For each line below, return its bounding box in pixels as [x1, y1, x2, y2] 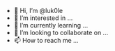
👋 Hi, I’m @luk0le [13, 7, 63, 14]
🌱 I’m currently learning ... [13, 21, 89, 29]
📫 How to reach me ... [13, 37, 79, 44]
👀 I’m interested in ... [13, 14, 73, 22]
